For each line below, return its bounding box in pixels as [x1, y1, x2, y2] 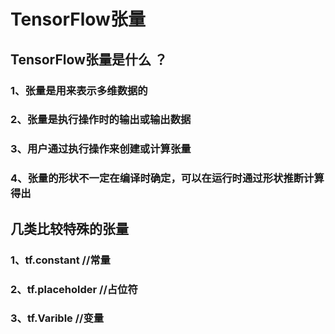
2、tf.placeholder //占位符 [10, 282, 138, 296]
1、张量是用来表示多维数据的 [10, 83, 148, 97]
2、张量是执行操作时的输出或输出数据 [10, 113, 192, 127]
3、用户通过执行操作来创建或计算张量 [10, 142, 192, 156]
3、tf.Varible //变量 [10, 311, 105, 325]
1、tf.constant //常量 [10, 253, 111, 267]
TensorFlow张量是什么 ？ [10, 51, 168, 68]
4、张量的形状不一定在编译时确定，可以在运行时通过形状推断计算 [10, 171, 325, 185]
